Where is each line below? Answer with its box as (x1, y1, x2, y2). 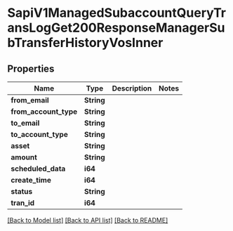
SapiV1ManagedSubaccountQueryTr (7, 5, 227, 21)
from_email (11, 95, 49, 105)
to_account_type (11, 130, 68, 139)
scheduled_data (11, 164, 66, 173)
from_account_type (11, 107, 78, 117)
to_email (11, 118, 40, 128)
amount (11, 152, 37, 162)
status (11, 187, 33, 196)
